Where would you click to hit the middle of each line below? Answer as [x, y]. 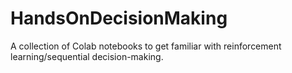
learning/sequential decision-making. [87, 56]
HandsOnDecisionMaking [119, 18]
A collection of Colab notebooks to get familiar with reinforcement [146, 46]
